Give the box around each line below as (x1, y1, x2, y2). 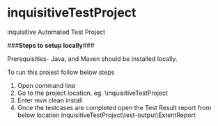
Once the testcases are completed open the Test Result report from (17, 103, 212, 111)
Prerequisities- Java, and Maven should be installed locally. (7, 54, 178, 63)
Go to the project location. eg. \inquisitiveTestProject (17, 89, 169, 97)
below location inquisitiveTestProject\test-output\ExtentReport (17, 111, 196, 119)
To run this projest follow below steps (7, 68, 115, 76)
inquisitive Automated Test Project (7, 28, 106, 36)
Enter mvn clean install (17, 96, 83, 105)
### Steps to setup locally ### (7, 41, 95, 49)
